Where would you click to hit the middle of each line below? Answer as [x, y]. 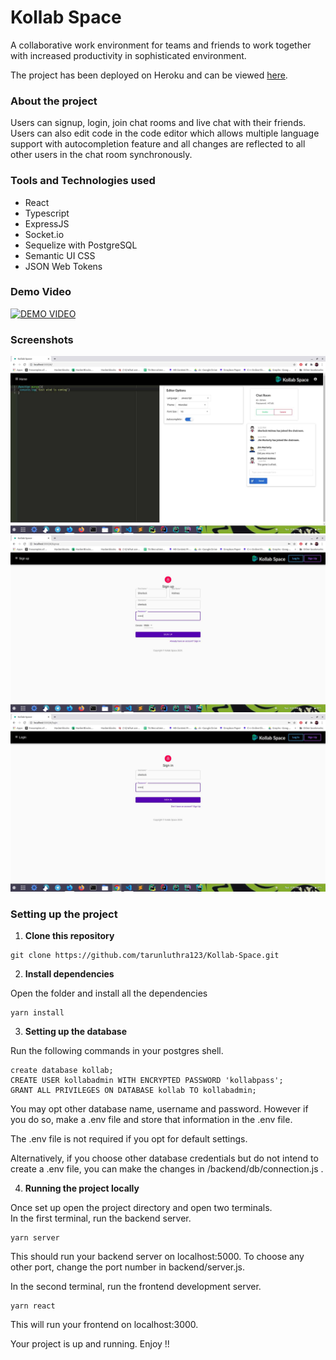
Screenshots [42, 339]
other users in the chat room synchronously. [101, 155]
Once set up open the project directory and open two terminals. [141, 1207]
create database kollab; [62, 1070]
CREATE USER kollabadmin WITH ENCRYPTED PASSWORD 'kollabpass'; [147, 1080]
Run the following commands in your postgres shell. [117, 1050]
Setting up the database [76, 1031]
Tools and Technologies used [83, 181]
